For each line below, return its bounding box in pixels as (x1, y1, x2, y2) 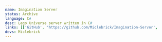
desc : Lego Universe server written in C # (5, 20, 92, 26)
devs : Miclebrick (5, 29, 40, 34)
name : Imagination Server (5, 7, 57, 12)
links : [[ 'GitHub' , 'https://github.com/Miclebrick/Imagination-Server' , (5, 25, 158, 30)
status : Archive (5, 12, 38, 16)
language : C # (5, 16, 32, 21)
